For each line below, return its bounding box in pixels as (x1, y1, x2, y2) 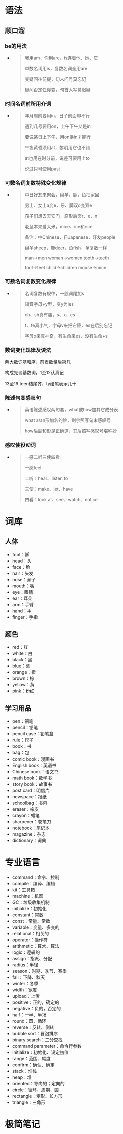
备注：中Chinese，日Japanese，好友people (24, 234, 116, 240)
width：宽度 (12, 987, 37, 993)
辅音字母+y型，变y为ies (24, 301, 74, 307)
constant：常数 (12, 912, 44, 918)
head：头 (12, 558, 32, 564)
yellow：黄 (12, 682, 35, 688)
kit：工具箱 (12, 887, 35, 893)
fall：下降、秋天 (12, 974, 45, 980)
